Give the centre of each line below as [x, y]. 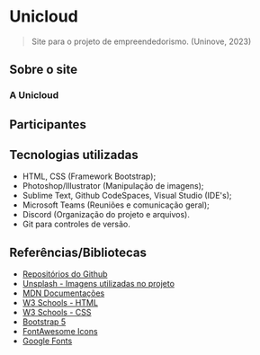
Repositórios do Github [65, 274]
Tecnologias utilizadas [74, 155]
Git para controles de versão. [76, 224]
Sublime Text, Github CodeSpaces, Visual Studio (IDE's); [127, 196]
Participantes [48, 124]
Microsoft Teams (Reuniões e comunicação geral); [116, 205]
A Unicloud [34, 95]
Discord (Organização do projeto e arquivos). [106, 215]
